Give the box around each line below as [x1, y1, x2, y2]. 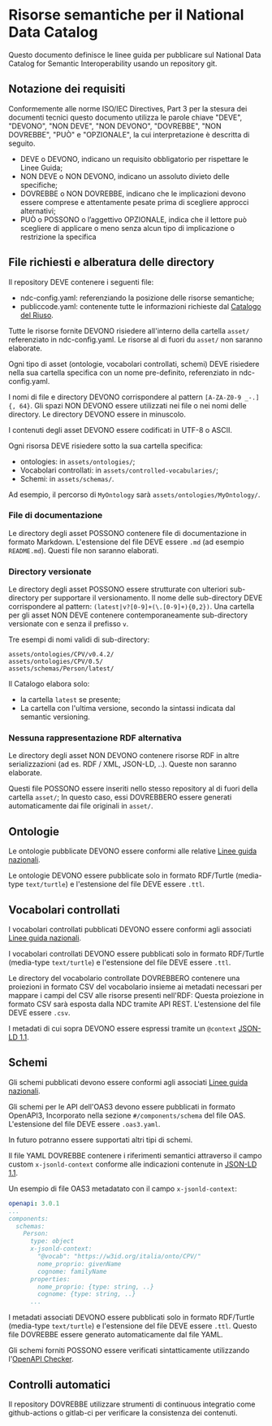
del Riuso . [19, 310, 54, 320]
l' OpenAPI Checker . [8, 1354, 75, 1364]
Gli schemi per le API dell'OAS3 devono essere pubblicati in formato [8, 1101, 235, 1111]
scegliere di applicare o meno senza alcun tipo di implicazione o [19, 223, 235, 233]
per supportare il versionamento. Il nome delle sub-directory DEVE [40, 593, 263, 603]
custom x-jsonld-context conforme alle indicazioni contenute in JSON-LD [8, 1159, 257, 1169]
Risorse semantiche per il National [8, 6, 244, 24]
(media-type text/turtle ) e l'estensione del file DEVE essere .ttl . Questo [8, 1321, 257, 1331]
